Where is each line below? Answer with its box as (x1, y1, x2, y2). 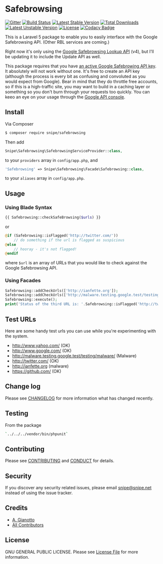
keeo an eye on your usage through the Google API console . (5, 94, 125, 100)
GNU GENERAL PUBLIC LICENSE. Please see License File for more (5, 549, 138, 555)
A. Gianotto (12, 516, 35, 522)
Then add (5, 139, 24, 145)
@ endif (5, 251, 18, 256)
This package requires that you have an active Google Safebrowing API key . (5, 63, 157, 69)
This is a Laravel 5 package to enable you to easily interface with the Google (5, 34, 158, 40)
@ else (5, 242, 16, 247)
